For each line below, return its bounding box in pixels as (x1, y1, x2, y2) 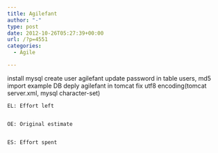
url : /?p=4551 (7, 36, 49, 43)
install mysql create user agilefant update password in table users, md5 (7, 74, 212, 82)
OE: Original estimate (7, 120, 73, 127)
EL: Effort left (7, 102, 54, 109)
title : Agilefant (7, 10, 58, 17)
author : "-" (7, 17, 42, 24)
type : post (7, 23, 39, 30)
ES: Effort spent (7, 138, 58, 146)
